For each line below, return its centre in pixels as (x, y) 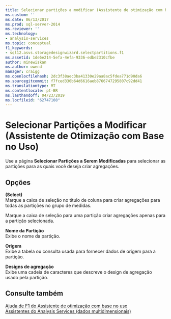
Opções (18, 182)
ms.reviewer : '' (22, 29)
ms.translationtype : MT (31, 86)
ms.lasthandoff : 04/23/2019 (35, 95)
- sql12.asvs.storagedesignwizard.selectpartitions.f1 (65, 52)
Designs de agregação (30, 267)
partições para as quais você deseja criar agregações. (62, 167)
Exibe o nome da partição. (33, 236)
